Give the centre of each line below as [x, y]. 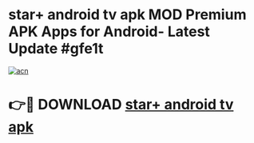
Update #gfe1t [56, 49]
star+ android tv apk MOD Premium [127, 15]
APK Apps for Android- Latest [109, 32]
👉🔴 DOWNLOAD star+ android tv [121, 105]
